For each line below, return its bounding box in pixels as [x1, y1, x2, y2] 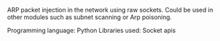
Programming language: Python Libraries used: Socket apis [7, 27, 176, 34]
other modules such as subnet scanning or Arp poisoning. [7, 13, 172, 21]
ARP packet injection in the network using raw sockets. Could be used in [7, 6, 214, 14]
